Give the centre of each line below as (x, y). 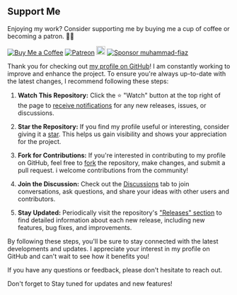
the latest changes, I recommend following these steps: (88, 81)
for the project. (39, 141)
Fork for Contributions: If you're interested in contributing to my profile (122, 155)
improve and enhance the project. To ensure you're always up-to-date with (117, 73)
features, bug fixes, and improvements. (75, 227)
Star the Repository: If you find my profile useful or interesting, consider (123, 126)
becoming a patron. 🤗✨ (41, 36)
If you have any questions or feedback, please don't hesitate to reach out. (115, 270)
